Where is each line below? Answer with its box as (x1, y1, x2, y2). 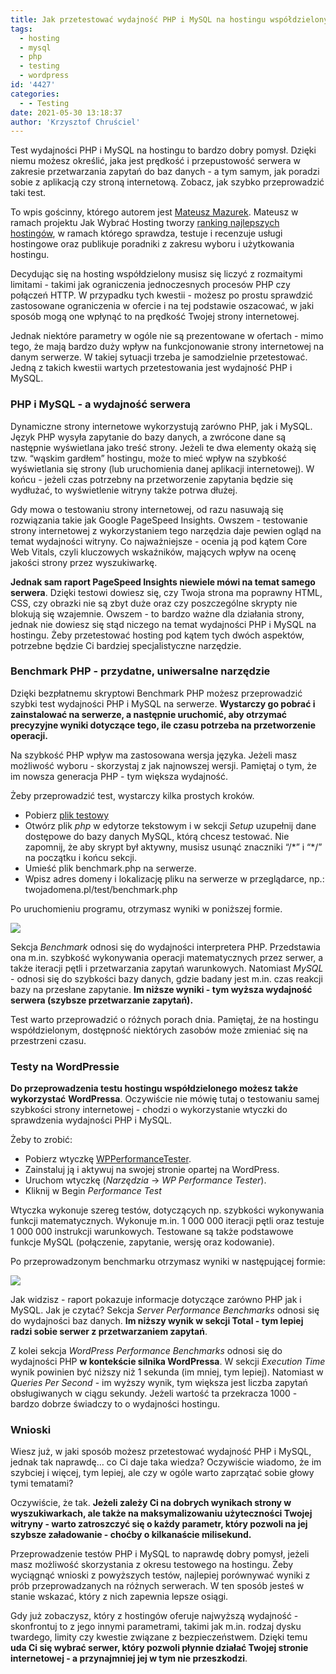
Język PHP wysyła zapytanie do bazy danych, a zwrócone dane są (10, 431, 287, 443)
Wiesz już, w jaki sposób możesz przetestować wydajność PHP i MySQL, (10, 1446, 312, 1458)
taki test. (10, 187, 47, 199)
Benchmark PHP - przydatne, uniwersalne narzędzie (10, 664, 271, 678)
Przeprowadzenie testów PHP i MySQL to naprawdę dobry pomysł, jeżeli (10, 1548, 310, 1560)
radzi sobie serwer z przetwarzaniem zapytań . (10, 1326, 208, 1338)
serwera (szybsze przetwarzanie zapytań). (10, 994, 194, 1006)
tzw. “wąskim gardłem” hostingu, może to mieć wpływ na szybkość (10, 452, 287, 464)
